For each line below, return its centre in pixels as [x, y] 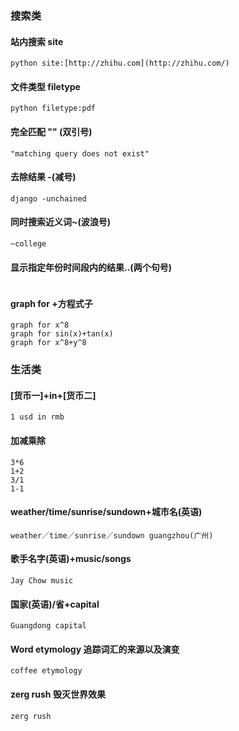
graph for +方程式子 [51, 303]
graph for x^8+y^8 [48, 343]
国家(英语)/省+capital [55, 604]
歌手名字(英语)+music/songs [71, 559]
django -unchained [48, 198]
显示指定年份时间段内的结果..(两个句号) [91, 267]
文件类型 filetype [45, 86]
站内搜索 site [37, 41]
